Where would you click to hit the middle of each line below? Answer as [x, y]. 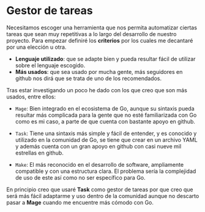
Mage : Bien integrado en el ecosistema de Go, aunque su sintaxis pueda [105, 108]
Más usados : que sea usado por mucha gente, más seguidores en [99, 71]
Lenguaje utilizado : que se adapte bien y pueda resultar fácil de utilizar [105, 59]
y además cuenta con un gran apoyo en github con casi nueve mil [98, 146]
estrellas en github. [39, 153]
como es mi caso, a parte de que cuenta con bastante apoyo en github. [105, 121]
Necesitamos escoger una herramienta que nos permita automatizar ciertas [102, 27]
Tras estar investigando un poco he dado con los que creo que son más [97, 90]
